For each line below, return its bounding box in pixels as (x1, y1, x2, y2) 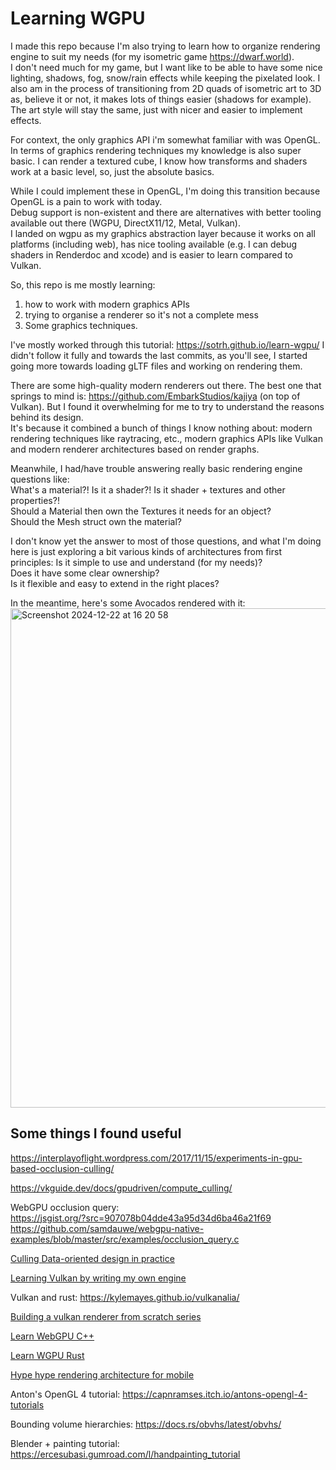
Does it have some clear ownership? (10, 567, 160, 579)
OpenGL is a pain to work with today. (10, 195, 163, 207)
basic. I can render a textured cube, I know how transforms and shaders (10, 155, 308, 167)
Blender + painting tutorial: (10, 1437, 120, 1449)
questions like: (10, 473, 70, 485)
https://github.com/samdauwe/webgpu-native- (10, 1222, 205, 1234)
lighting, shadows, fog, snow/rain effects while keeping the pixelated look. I (10, 72, 321, 84)
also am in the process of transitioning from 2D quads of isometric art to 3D (10, 82, 322, 94)
